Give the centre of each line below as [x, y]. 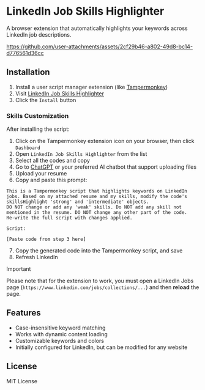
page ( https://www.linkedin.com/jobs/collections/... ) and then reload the [103, 287]
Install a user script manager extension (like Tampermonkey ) [91, 87]
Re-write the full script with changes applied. [69, 218]
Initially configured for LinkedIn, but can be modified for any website [101, 347]
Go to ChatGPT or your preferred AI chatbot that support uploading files [106, 167]
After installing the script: [38, 129]
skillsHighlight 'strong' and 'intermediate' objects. [78, 202]
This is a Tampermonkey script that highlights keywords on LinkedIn [97, 191]
